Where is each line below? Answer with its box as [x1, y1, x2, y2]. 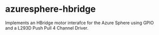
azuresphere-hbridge [5, 3, 96, 15]
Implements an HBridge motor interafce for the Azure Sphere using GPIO [5, 20, 154, 26]
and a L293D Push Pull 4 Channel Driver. [5, 25, 88, 31]
